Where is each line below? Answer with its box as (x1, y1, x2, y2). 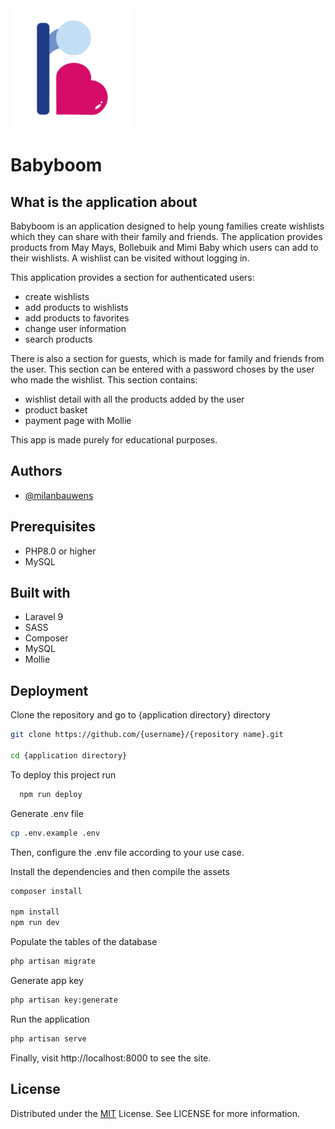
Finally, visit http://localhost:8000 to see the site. (10, 1052, 212, 1064)
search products (24, 333, 93, 345)
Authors (10, 463, 63, 480)
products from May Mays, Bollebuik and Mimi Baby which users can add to (10, 242, 319, 253)
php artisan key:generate (10, 995, 118, 1005)
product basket (24, 404, 88, 416)
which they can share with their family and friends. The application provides (10, 231, 323, 242)
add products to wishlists (24, 302, 129, 313)
